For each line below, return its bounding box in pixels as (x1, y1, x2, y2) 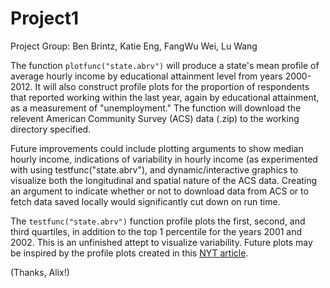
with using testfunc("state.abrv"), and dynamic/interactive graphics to (10, 163, 299, 176)
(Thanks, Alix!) (10, 266, 70, 278)
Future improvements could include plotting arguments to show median (10, 142, 304, 154)
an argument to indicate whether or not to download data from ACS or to (10, 185, 309, 197)
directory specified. (10, 123, 92, 135)
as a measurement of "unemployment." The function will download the (10, 102, 302, 114)
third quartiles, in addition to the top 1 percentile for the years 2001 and (10, 225, 303, 237)
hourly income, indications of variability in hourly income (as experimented (10, 153, 318, 165)
